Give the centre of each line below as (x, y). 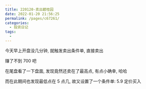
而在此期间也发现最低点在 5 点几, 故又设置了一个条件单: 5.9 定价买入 (73, 81)
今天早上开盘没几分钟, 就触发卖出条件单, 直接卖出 (54, 51)
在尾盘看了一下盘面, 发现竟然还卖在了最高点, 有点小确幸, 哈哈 (66, 71)
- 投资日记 (19, 27)
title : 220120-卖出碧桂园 (29, 9)
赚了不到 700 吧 (21, 61)
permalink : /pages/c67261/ (32, 18)
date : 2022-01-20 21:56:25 (32, 14)
